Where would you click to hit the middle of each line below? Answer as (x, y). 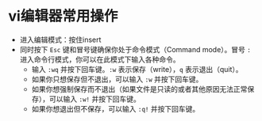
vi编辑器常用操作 (63, 16)
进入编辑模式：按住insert (60, 40)
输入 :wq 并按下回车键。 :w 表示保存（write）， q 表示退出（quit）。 (137, 69)
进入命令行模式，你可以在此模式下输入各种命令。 (100, 59)
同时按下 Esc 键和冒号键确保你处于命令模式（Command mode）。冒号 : (135, 49)
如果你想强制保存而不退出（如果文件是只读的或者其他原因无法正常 (139, 89)
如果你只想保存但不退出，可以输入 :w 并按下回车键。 (117, 79)
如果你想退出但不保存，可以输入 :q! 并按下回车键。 (116, 108)
